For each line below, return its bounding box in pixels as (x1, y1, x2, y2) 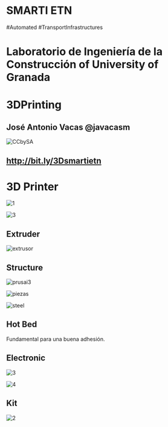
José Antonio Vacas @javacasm (6, 122, 131, 132)
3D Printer (6, 179, 59, 193)
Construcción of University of (6, 58, 159, 71)
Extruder (6, 229, 40, 239)
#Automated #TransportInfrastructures (6, 24, 103, 31)
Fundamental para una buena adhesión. (6, 335, 105, 342)
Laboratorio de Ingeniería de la (6, 45, 163, 59)
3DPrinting (6, 98, 62, 112)
